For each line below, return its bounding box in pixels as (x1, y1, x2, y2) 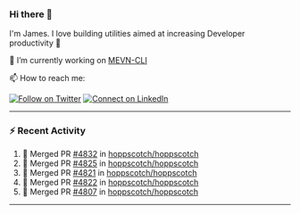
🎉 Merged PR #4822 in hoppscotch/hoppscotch (21, 177, 199, 187)
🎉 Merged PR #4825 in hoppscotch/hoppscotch (21, 158, 199, 169)
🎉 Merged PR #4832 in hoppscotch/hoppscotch (21, 148, 199, 159)
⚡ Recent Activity (9, 125, 87, 137)
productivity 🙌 (9, 37, 61, 48)
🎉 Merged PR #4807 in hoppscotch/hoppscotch (21, 186, 199, 197)
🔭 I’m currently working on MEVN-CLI (9, 55, 147, 66)
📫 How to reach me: (9, 73, 86, 84)
